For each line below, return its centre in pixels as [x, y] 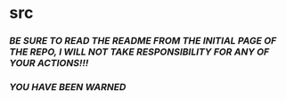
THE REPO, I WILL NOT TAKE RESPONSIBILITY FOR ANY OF [139, 52]
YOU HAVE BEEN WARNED [68, 87]
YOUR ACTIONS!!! [49, 63]
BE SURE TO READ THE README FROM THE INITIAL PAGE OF [143, 41]
